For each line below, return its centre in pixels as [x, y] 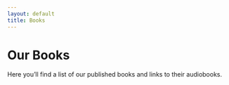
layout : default [31, 14]
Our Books [39, 55]
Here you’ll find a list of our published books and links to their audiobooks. [115, 74]
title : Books [26, 20]
